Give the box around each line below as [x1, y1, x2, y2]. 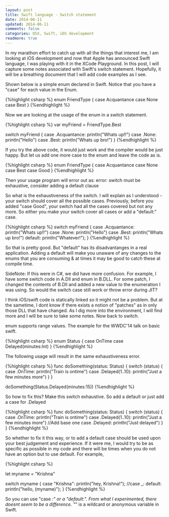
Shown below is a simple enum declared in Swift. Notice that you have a [5, 81, 156, 87]
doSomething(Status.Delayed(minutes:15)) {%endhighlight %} [5, 383, 135, 389]
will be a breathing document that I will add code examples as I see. [5, 71, 147, 77]
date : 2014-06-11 [5, 17, 42, 22]
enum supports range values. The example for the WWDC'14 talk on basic [5, 322, 160, 328]
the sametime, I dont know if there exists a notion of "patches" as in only [5, 302, 157, 308]
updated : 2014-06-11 [5, 21, 49, 27]
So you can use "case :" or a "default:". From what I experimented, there [5, 496, 157, 502]
